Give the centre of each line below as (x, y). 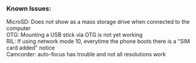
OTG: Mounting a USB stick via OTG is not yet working (74, 35)
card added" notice (31, 48)
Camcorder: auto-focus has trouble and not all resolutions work (86, 54)
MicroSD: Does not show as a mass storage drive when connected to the (98, 22)
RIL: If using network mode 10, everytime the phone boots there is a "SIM (98, 42)
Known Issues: (29, 9)
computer (19, 28)
